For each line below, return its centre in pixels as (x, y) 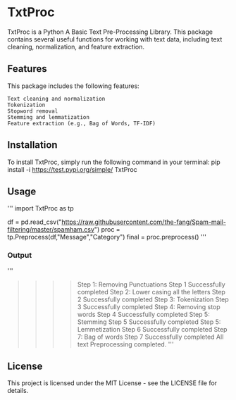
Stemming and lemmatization (49, 117)
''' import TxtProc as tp (41, 208)
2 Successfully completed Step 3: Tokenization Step (153, 299)
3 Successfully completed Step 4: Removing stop (149, 306)
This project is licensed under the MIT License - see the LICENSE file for (112, 383)
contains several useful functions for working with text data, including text (115, 39)
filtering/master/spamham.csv (51, 230)
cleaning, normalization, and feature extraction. (76, 46)
